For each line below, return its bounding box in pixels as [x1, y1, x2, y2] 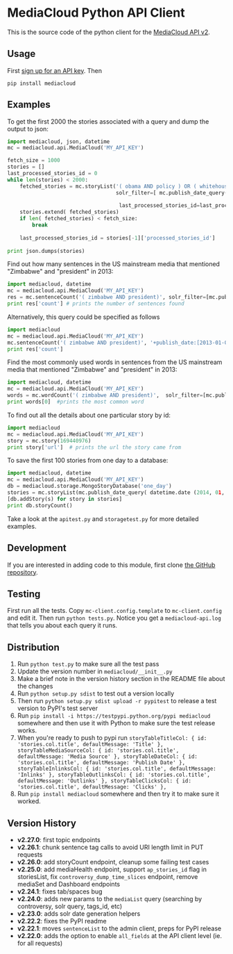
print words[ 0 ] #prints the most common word [7, 398, 144, 406]
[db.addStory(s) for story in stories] [7, 495, 123, 502]
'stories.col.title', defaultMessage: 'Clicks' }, [17, 784, 167, 791]
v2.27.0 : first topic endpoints [17, 835, 101, 844]
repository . [7, 568, 38, 576]
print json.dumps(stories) [7, 247, 85, 254]
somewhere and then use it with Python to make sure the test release [17, 719, 216, 727]
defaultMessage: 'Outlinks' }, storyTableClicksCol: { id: [17, 778, 192, 784]
